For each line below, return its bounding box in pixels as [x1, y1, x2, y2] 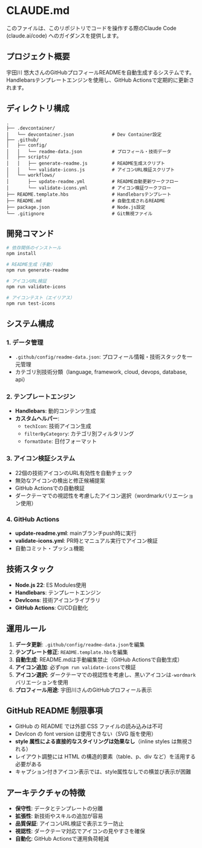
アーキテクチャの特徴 [6, 787, 86, 798]
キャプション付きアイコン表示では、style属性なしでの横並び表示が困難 [15, 768, 192, 775]
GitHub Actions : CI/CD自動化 [15, 604, 89, 611]
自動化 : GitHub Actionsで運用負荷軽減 [15, 835, 109, 843]
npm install [6, 251, 36, 257]
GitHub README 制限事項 [6, 705, 103, 715]
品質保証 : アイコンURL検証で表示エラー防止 [15, 820, 124, 827]
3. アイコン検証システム [6, 454, 76, 463]
